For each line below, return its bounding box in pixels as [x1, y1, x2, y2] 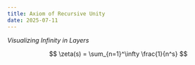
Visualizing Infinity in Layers [7, 36, 89, 44]
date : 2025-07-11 [7, 17, 58, 24]
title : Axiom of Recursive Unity [7, 10, 106, 17]
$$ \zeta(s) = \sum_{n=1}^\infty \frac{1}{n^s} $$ [49, 50, 188, 58]
